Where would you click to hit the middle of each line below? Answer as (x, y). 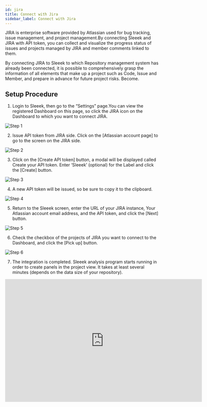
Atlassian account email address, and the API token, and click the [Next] (85, 214)
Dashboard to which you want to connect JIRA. (60, 116)
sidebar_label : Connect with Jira (41, 19)
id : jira (14, 10)
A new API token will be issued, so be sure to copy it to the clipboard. (82, 189)
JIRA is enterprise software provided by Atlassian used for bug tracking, (78, 33)
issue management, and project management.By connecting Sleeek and (78, 38)
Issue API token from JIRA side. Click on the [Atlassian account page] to (85, 136)
